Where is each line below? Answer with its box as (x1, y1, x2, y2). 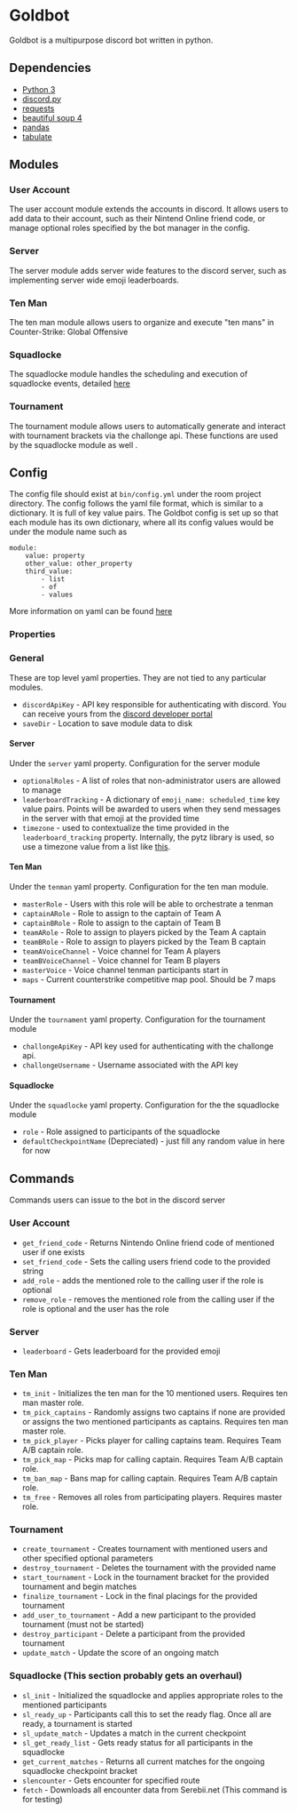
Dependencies (9, 60, 91, 76)
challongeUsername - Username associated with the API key (21, 1059, 239, 1071)
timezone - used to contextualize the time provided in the (21, 822, 230, 833)
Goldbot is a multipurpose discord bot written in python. (9, 35, 214, 45)
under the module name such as (9, 526, 128, 538)
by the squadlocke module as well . (9, 439, 138, 450)
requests (21, 103, 55, 114)
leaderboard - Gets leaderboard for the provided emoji (21, 1346, 221, 1356)
